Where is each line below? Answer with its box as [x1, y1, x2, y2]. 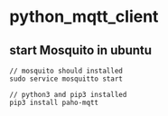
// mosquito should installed [9, 66, 124, 75]
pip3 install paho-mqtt [9, 98, 99, 107]
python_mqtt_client [9, 6, 159, 27]
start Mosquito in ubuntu [9, 43, 152, 58]
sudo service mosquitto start [9, 74, 124, 83]
